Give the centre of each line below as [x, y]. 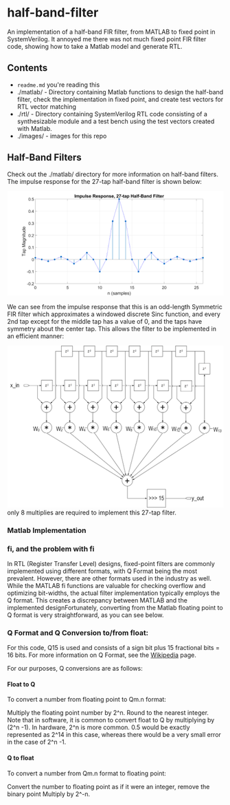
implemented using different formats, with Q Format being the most [102, 571]
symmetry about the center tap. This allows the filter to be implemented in [112, 329]
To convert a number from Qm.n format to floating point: [87, 773]
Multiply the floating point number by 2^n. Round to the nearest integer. [108, 713]
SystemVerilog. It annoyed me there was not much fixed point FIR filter [107, 39]
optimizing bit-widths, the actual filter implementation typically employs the [114, 593]
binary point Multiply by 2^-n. [49, 794]
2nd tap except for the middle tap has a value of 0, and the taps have [105, 322]
